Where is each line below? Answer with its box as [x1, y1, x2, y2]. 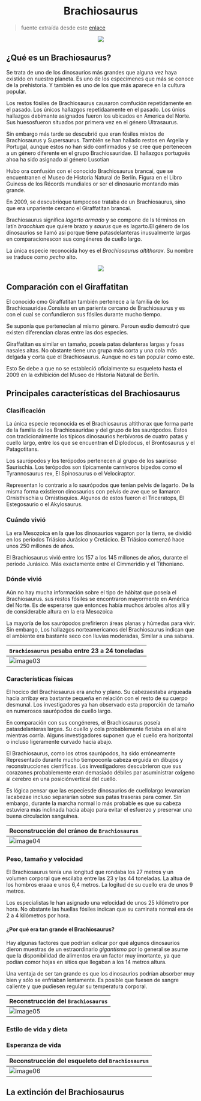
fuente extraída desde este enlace [20, 24, 106, 31]
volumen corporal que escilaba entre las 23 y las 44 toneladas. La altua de [6, 875, 191, 882]
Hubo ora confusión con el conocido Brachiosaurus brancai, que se [6, 167, 173, 175]
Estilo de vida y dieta [6, 1025, 68, 1033]
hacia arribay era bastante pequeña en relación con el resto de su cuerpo [6, 695, 188, 702]
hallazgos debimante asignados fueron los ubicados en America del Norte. [6, 112, 191, 119]
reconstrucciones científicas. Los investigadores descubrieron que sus [6, 762, 182, 770]
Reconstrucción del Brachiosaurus [9, 997, 108, 1005]
